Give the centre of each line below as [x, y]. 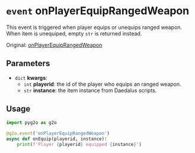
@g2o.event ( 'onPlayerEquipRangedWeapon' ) [58, 134]
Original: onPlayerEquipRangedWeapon [54, 45]
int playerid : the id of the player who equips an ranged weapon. [103, 84]
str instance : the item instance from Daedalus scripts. [90, 90]
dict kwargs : [31, 77]
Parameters [28, 64]
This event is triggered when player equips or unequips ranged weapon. [94, 27]
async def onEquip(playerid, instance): [57, 139]
